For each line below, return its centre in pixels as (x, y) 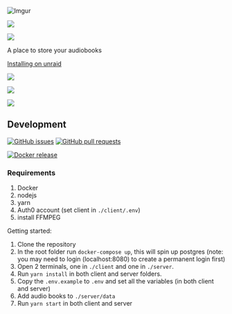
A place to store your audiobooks (55, 50)
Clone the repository (46, 245)
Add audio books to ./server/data (66, 296)
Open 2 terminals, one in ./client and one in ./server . (96, 267)
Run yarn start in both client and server (75, 304)
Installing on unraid (35, 64)
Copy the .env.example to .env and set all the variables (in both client (115, 281)
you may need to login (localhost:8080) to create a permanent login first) (121, 259)
